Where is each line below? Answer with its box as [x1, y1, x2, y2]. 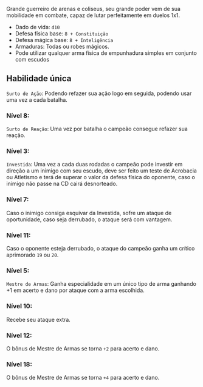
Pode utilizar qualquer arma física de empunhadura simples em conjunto [15, 49, 198, 57]
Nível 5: [6, 266, 30, 275]
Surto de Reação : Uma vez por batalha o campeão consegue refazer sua [6, 125, 188, 133]
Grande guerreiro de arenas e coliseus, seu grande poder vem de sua [6, 5, 181, 12]
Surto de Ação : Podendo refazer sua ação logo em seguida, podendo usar [6, 90, 192, 97]
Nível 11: [6, 231, 32, 240]
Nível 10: [6, 302, 33, 310]
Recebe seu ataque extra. [6, 316, 71, 323]
